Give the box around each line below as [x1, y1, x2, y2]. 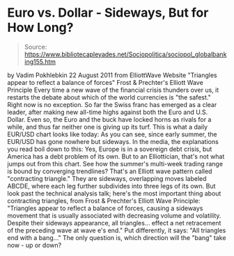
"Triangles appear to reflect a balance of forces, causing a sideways [7, 204, 203, 212]
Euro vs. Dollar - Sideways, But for [7, 5, 209, 21]
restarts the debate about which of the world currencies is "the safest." [7, 93, 211, 102]
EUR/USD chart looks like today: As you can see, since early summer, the [7, 130, 217, 138]
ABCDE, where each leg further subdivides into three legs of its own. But [7, 182, 216, 190]
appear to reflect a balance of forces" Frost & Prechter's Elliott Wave [7, 78, 203, 86]
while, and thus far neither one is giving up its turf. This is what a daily [7, 122, 208, 131]
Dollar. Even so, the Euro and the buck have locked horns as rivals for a [7, 115, 212, 123]
